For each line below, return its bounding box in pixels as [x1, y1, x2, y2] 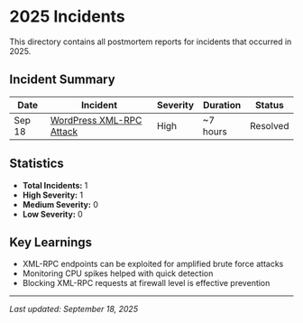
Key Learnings [9, 235, 93, 250]
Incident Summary [9, 72, 115, 88]
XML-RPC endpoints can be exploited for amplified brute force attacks [22, 259, 284, 270]
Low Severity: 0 [22, 208, 83, 219]
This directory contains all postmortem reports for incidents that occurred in [9, 36, 292, 47]
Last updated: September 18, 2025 [9, 304, 138, 315]
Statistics [9, 156, 65, 171]
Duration [202, 98, 242, 111]
